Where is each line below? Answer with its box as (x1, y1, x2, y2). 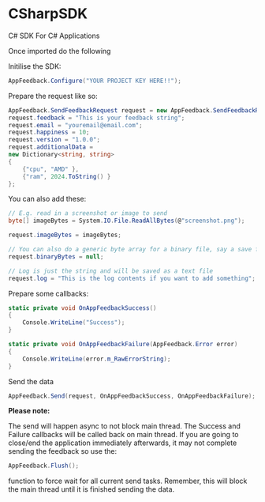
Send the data (8, 376, 54, 386)
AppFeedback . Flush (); (8, 462, 80, 470)
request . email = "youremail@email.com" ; (8, 121, 144, 129)
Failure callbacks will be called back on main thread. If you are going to (8, 430, 239, 440)
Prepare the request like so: (8, 91, 98, 100)
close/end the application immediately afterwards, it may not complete (8, 438, 237, 447)
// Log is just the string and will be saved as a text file (8, 266, 214, 275)
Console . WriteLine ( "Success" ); (22, 319, 125, 326)
